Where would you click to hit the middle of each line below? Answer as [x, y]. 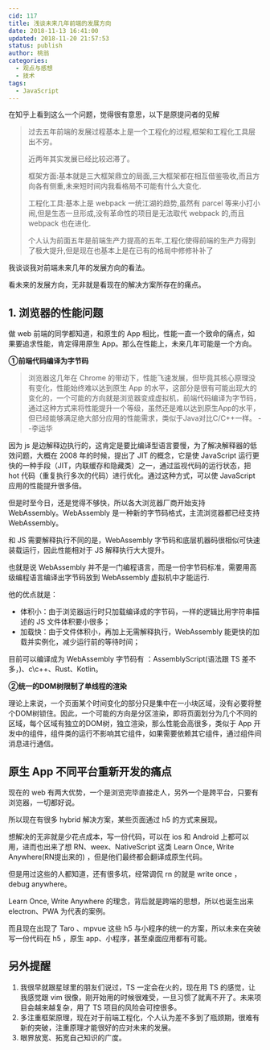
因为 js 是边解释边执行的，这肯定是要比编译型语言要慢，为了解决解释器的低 [133, 446]
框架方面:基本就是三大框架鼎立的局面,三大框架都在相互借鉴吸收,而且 [140, 176]
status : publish [35, 46]
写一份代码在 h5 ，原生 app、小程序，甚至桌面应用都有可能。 [110, 938]
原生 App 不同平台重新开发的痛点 [90, 772]
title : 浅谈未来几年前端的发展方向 [60, 23]
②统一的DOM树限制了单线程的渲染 [67, 687]
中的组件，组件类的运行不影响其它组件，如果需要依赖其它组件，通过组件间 [138, 733]
